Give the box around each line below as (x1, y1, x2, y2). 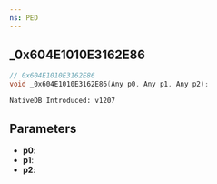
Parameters (9, 120, 77, 137)
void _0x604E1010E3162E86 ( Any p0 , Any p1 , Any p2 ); (9, 79, 209, 89)
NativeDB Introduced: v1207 (9, 97, 116, 106)
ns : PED (9, 13, 39, 23)
